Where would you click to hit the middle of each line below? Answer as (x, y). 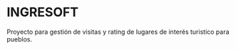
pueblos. (20, 39)
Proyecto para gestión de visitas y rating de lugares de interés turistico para (118, 32)
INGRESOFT (43, 12)
